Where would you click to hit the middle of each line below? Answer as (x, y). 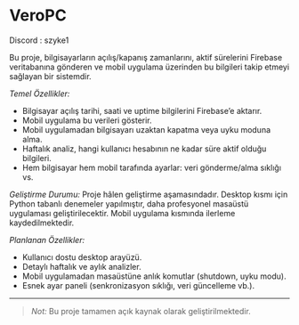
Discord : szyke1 (39, 40)
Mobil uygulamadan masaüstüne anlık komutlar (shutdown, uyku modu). (154, 276)
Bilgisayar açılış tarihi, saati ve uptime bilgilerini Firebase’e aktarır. (142, 110)
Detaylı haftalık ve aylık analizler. (81, 266)
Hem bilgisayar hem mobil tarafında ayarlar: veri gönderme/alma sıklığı (152, 167)
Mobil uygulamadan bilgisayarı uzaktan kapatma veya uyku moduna (146, 129)
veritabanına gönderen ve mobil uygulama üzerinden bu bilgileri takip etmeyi (149, 67)
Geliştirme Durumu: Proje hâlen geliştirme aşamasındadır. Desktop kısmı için (149, 194)
